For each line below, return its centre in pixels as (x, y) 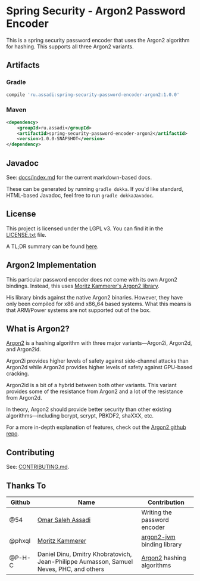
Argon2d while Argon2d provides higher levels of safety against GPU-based (99, 367)
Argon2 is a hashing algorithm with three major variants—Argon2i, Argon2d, (99, 343)
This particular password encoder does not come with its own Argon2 (92, 279)
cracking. (18, 373)
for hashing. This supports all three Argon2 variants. (70, 47)
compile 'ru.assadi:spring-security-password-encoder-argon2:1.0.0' (93, 95)
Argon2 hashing (164, 558)
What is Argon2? (38, 329)
